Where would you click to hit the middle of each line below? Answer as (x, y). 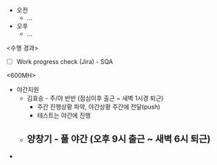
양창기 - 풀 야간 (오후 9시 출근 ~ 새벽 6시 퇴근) (118, 139)
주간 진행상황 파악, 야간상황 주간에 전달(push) (99, 107)
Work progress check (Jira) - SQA (64, 62)
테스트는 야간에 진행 (64, 115)
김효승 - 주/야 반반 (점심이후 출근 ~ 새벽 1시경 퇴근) (95, 98)
